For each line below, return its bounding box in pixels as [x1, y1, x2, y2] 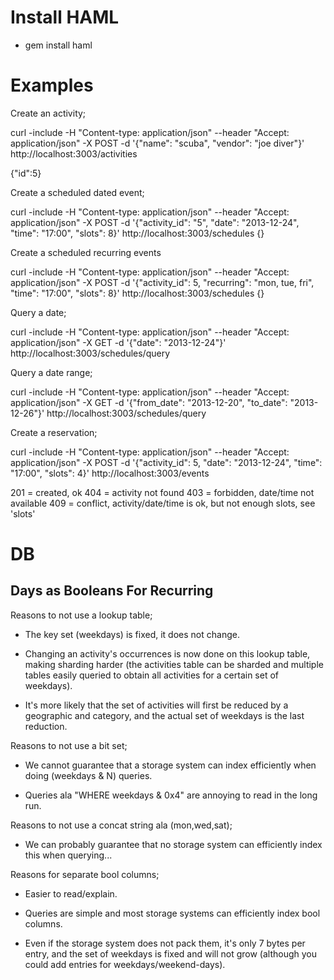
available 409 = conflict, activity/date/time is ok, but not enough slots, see [10, 497, 316, 509]
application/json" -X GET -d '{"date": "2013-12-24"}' [10, 336, 227, 348]
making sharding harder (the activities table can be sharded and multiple [24, 658, 324, 670]
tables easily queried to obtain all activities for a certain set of [24, 669, 280, 681]
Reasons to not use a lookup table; [10, 609, 153, 621]
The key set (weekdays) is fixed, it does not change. [24, 628, 240, 640]
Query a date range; [10, 366, 93, 378]
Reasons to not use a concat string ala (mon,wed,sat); [10, 819, 233, 831]
